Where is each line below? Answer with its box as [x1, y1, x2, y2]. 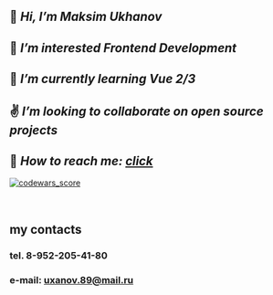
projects [9, 122, 58, 138]
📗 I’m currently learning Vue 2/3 [9, 71, 196, 87]
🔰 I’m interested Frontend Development [9, 40, 237, 56]
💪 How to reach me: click [9, 153, 153, 169]
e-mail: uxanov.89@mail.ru [9, 273, 134, 286]
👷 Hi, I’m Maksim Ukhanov [9, 9, 163, 25]
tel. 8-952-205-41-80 [9, 248, 108, 261]
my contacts [9, 221, 82, 237]
